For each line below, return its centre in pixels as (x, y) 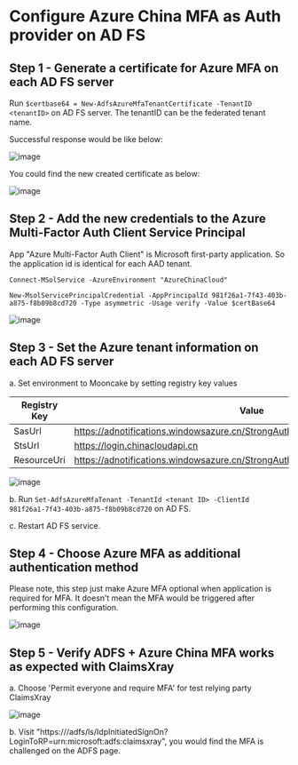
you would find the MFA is (216, 741)
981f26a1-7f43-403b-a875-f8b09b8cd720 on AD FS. (100, 508)
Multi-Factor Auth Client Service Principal (127, 233)
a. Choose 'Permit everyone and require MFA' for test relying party (130, 688)
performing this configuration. (64, 608)
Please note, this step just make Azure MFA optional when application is (141, 589)
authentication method (74, 567)
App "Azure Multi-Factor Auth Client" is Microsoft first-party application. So (147, 254)
